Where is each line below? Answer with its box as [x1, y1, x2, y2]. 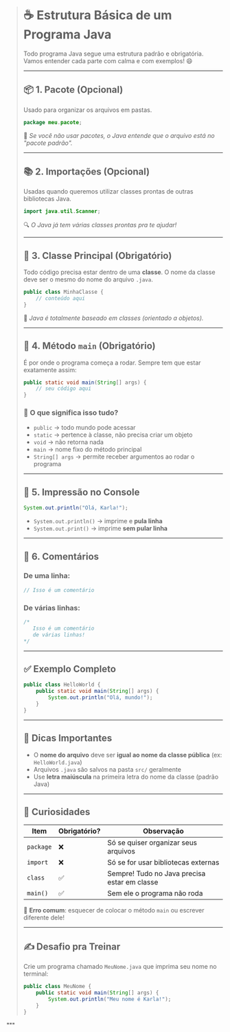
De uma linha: [23, 571, 70, 581]
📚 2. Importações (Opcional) [23, 166, 150, 178]
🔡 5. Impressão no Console [23, 486, 140, 498]
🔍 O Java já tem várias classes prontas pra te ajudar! [23, 221, 177, 229]
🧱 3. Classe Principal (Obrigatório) [23, 250, 172, 262]
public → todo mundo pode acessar [33, 424, 136, 432]
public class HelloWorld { [23, 681, 101, 689]
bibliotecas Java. [23, 195, 71, 203]
